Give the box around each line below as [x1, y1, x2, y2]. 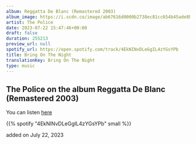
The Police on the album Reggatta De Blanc [6, 84, 166, 94]
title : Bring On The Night [6, 52, 72, 58]
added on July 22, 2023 [6, 132, 64, 139]
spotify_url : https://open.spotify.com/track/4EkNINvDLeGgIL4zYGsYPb [6, 47, 179, 52]
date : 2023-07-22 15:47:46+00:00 [6, 24, 87, 31]
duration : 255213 [6, 36, 48, 41]
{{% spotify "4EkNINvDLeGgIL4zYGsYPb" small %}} [6, 120, 132, 127]
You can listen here [6, 109, 52, 116]
